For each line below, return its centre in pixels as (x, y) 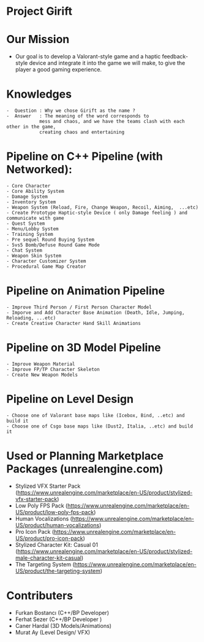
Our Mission (38, 40)
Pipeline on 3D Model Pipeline (84, 348)
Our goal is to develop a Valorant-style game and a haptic (88, 57)
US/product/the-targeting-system (58, 571)
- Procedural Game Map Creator (46, 267)
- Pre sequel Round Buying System (51, 240)
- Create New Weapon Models (42, 375)
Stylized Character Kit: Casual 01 (56, 544)
